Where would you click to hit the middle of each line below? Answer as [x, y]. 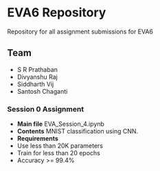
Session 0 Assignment [46, 109]
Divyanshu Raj [37, 77]
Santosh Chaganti [42, 91]
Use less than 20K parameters [60, 146]
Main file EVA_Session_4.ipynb [61, 124]
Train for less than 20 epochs [59, 153]
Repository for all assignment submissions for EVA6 [80, 31]
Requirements [37, 139]
